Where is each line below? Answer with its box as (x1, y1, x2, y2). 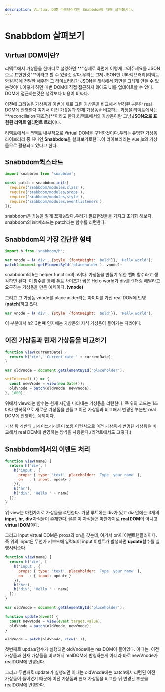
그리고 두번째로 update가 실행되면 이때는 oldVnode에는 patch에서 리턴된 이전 (5, 669, 156, 675)
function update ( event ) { (5, 614, 58, 619)
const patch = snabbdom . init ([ (5, 180, 69, 186)
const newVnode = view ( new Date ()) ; (9, 381, 85, 386)
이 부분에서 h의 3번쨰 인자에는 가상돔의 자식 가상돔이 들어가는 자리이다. (5, 320, 142, 326)
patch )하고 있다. (6, 301, 39, 307)
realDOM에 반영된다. (5, 659, 46, 665)
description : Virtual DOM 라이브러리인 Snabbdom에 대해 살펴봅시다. (5, 7, 134, 12)
